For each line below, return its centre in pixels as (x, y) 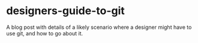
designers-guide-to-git (65, 11)
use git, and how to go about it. (45, 33)
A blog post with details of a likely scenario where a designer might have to (99, 27)
